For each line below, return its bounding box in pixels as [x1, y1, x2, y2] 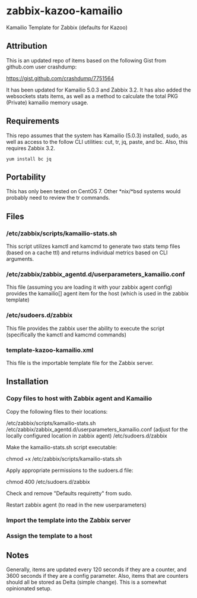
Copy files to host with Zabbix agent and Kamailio [6, 394, 152, 402]
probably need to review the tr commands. [6, 194, 110, 202]
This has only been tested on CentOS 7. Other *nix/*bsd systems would [6, 188, 181, 195]
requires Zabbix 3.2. [6, 144, 55, 152]
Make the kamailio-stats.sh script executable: [6, 443, 117, 451]
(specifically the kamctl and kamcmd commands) [6, 331, 126, 338]
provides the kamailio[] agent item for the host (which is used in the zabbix [6, 290, 189, 297]
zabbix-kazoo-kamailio [6, 4, 123, 18]
